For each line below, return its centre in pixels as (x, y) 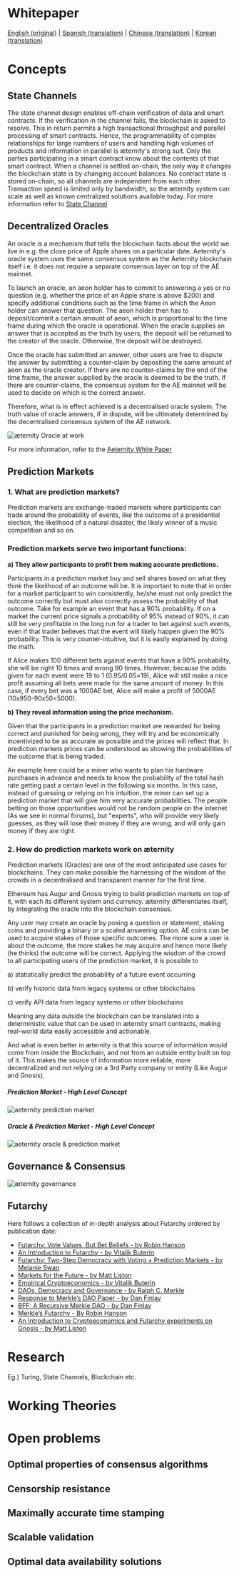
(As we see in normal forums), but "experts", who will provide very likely (113, 815)
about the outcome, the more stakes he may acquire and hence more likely (117, 946)
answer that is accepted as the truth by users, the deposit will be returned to (119, 333)
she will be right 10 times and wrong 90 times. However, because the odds (117, 668)
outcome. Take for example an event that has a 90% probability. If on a (112, 608)
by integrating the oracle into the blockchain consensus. (90, 909)
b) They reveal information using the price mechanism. (91, 712)
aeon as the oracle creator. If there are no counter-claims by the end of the (117, 370)
